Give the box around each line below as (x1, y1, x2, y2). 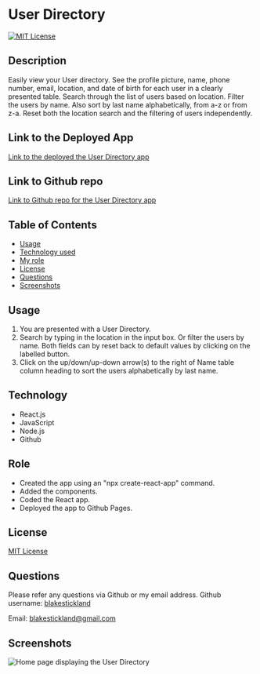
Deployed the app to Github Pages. (19, 503, 133, 512)
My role (19, 256, 45, 265)
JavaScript (19, 417, 55, 427)
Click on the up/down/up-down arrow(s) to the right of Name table (19, 358, 235, 366)
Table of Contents (8, 218, 98, 231)
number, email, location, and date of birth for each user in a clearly (8, 83, 223, 93)
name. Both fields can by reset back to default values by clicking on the (19, 341, 251, 350)
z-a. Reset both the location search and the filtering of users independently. (8, 108, 253, 118)
